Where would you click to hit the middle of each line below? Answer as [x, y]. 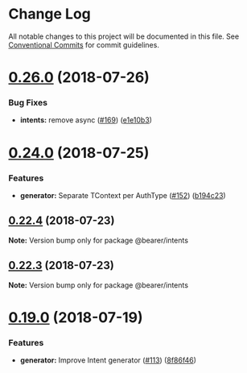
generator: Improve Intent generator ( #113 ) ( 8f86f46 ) [108, 360]
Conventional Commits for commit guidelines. [84, 44]
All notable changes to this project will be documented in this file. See [124, 36]
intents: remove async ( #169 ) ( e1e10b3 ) [86, 120]
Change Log [49, 14]
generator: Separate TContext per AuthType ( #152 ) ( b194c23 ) [123, 195]
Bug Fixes [28, 103]
